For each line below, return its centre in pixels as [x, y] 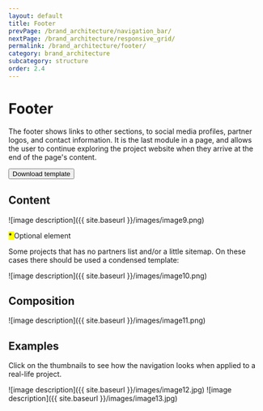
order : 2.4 [27, 69]
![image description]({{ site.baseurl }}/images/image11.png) [107, 320]
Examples [34, 346]
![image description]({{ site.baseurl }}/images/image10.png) [108, 276]
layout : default [36, 16]
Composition [42, 301]
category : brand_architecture [59, 54]
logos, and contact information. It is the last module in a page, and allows [130, 139]
